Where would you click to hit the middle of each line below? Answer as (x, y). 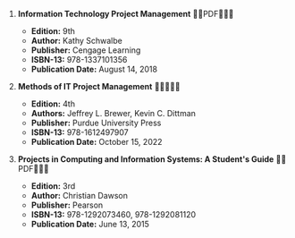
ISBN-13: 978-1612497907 (80, 132)
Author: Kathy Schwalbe (76, 41)
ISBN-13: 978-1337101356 (79, 59)
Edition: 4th (53, 104)
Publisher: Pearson (67, 205)
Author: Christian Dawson (79, 195)
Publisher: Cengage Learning (86, 50)
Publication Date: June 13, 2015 (90, 224)
